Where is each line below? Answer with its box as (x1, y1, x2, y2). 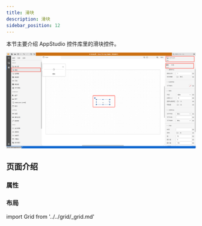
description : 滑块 (6, 16, 50, 22)
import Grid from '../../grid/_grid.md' (6, 213, 95, 220)
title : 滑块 (6, 10, 34, 16)
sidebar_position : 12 (6, 22, 61, 28)
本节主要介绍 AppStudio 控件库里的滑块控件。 (6, 40, 120, 47)
